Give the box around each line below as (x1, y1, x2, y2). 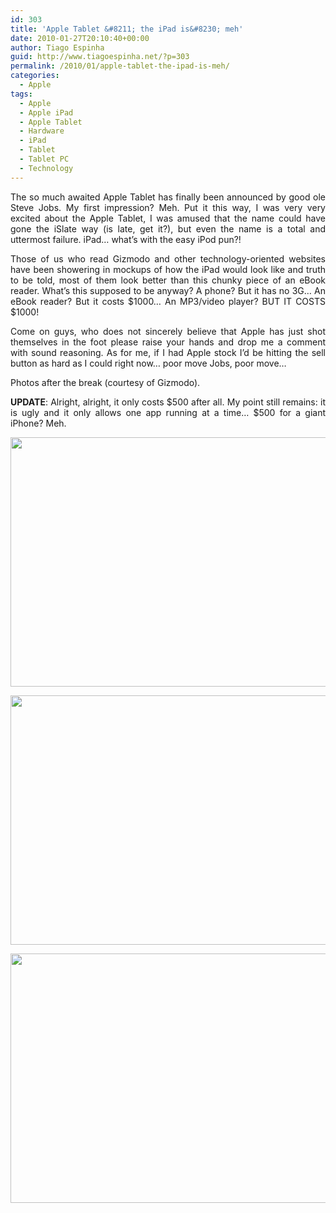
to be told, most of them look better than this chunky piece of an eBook (10, 274, 326, 286)
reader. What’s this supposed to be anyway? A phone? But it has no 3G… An (10, 284, 326, 296)
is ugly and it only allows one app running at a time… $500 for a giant (10, 406, 326, 418)
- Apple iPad (19, 107, 74, 118)
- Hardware (19, 126, 65, 136)
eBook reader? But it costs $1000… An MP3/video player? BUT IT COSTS (10, 295, 326, 307)
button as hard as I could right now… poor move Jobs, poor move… (10, 357, 287, 369)
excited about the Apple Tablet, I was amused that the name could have (10, 212, 326, 224)
